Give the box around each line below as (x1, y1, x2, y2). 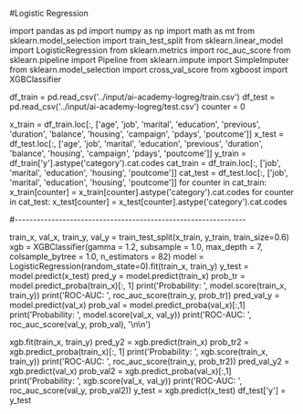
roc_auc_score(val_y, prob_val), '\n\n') (9, 319, 151, 329)
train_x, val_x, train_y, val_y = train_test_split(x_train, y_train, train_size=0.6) (9, 232, 290, 243)
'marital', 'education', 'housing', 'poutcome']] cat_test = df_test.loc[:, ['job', (9, 168, 289, 178)
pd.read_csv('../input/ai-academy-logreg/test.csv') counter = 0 (9, 101, 246, 112)
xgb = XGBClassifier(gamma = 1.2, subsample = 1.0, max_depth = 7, (9, 242, 263, 252)
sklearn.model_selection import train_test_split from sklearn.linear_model (9, 36, 284, 46)
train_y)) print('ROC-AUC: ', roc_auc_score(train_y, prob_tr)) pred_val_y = (9, 290, 280, 300)
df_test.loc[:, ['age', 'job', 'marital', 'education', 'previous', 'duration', (9, 139, 263, 149)
